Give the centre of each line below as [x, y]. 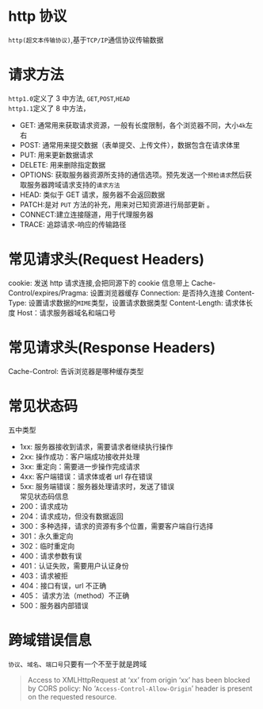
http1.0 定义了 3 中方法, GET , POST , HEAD [69, 98]
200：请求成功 [44, 506]
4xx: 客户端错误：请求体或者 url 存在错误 [86, 476]
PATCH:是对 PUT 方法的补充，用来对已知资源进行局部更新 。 [116, 204]
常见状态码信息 [44, 496]
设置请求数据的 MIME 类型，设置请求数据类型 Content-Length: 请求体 [137, 302]
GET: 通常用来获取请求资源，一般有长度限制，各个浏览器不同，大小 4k [133, 125]
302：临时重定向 [47, 545]
